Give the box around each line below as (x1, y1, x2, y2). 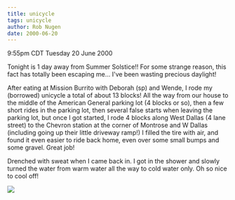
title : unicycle (7, 10, 55, 18)
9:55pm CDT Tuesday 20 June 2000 (7, 49, 113, 58)
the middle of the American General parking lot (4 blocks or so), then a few (7, 99, 224, 107)
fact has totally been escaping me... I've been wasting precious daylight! (7, 70, 217, 79)
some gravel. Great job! (7, 143, 75, 152)
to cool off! (7, 172, 39, 180)
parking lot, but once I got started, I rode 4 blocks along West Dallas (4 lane (7, 114, 226, 122)
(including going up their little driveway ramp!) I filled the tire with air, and (7, 128, 219, 137)
